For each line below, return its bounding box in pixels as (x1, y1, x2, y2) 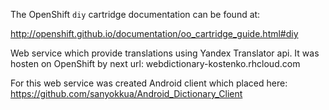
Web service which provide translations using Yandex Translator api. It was (10, 47, 320, 59)
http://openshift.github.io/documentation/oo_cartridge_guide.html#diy (10, 28, 299, 39)
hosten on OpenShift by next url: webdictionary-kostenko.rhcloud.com (10, 58, 301, 69)
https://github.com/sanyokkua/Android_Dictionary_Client (10, 88, 243, 99)
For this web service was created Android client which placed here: (10, 77, 288, 89)
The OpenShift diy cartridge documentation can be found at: (10, 9, 261, 20)
